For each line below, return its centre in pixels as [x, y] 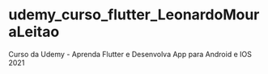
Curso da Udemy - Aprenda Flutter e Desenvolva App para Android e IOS [130, 54]
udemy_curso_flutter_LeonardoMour [134, 15]
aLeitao [34, 32]
